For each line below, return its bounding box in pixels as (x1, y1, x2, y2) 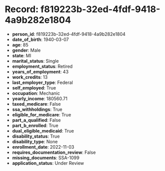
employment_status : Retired (12, 63, 73, 69)
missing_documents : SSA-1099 (12, 154, 80, 160)
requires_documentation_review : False (12, 149, 96, 155)
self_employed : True (12, 84, 56, 91)
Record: (5, 4, 39, 15)
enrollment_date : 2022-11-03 (12, 144, 75, 150)
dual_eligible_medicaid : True (12, 127, 74, 134)
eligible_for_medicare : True (12, 111, 72, 117)
